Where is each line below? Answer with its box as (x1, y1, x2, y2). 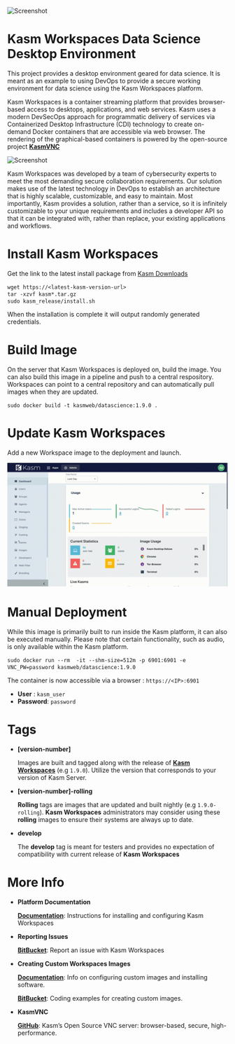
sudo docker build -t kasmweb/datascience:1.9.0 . (7, 401, 158, 409)
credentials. (7, 317, 41, 326)
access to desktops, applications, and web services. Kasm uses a (27, 105, 216, 114)
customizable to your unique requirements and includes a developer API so (7, 207, 224, 215)
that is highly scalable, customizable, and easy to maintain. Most (7, 191, 194, 200)
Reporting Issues (17, 933, 69, 941)
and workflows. (7, 221, 52, 230)
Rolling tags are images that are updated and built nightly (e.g (17, 801, 197, 809)
